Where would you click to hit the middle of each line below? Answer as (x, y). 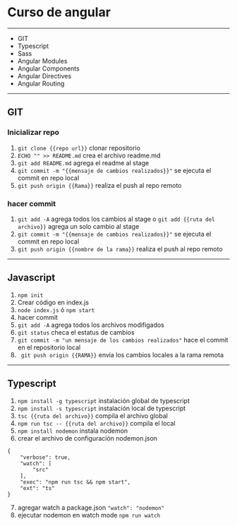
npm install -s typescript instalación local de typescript (102, 408)
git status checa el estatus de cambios (76, 332)
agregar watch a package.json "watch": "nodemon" (91, 507)
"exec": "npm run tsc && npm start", (75, 482)
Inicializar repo (34, 133)
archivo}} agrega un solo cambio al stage (78, 226)
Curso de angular (59, 12)
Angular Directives (44, 76)
